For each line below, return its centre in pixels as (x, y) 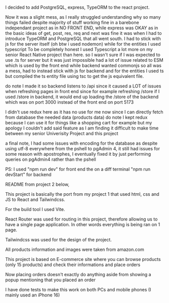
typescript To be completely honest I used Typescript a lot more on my (79, 49)
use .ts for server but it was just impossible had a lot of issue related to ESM (84, 60)
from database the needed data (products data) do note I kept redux (76, 117)
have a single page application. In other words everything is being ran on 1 (83, 224)
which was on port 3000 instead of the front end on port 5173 (70, 102)
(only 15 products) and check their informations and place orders (73, 265)
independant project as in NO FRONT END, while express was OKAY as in (82, 28)
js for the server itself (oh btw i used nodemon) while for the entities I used (83, 44)
